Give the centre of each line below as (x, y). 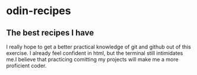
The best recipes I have (50, 33)
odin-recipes (39, 11)
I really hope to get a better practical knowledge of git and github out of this (99, 47)
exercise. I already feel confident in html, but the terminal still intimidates (95, 53)
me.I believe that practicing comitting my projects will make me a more (93, 59)
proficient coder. (26, 66)
